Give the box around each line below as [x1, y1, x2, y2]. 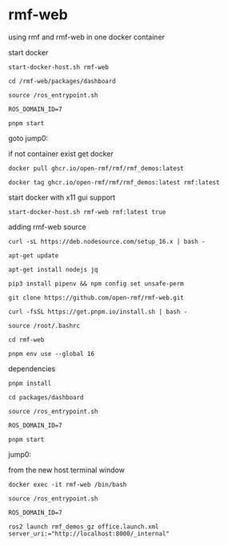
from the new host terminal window [8, 465, 126, 475]
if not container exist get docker [8, 148, 114, 158]
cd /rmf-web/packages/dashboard [8, 77, 116, 85]
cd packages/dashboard [8, 393, 84, 402]
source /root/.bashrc [8, 322, 81, 330]
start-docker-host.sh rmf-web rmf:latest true [8, 208, 166, 216]
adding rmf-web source [8, 222, 86, 232]
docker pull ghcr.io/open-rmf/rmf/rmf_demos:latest [8, 164, 184, 172]
